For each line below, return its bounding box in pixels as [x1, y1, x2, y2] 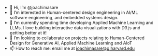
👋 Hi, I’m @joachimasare [9, 5, 58, 10]
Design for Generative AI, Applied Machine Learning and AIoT [9, 40, 132, 45]
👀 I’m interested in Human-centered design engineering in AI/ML [9, 10, 138, 15]
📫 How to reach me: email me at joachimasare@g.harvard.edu [9, 45, 135, 51]
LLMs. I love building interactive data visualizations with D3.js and [9, 25, 141, 31]
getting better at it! [9, 30, 47, 35]
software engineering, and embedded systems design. [9, 15, 119, 20]
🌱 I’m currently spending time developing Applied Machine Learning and [9, 20, 154, 25]
